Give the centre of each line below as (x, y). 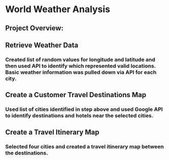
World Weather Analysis (58, 9)
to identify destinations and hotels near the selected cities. (79, 116)
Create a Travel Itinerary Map (53, 132)
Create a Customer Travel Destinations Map (76, 95)
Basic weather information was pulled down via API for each (81, 72)
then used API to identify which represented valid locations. (80, 66)
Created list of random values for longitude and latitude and (80, 59)
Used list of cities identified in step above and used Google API (84, 109)
